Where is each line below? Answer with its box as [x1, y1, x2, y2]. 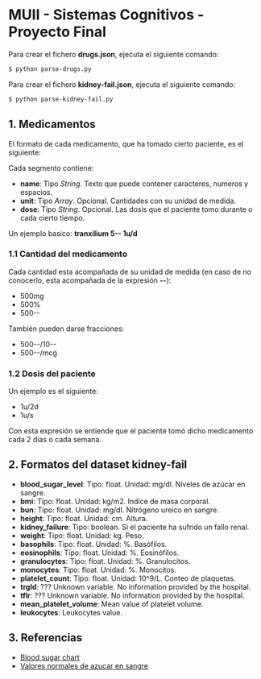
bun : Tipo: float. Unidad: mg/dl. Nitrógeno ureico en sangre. [19, 505, 220, 515]
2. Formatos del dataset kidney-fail [8, 457, 188, 472]
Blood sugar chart [19, 652, 81, 662]
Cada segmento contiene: [8, 163, 94, 172]
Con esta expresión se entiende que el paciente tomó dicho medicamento [8, 426, 254, 436]
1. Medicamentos [8, 118, 97, 131]
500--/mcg [19, 348, 58, 358]
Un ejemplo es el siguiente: [8, 387, 98, 396]
